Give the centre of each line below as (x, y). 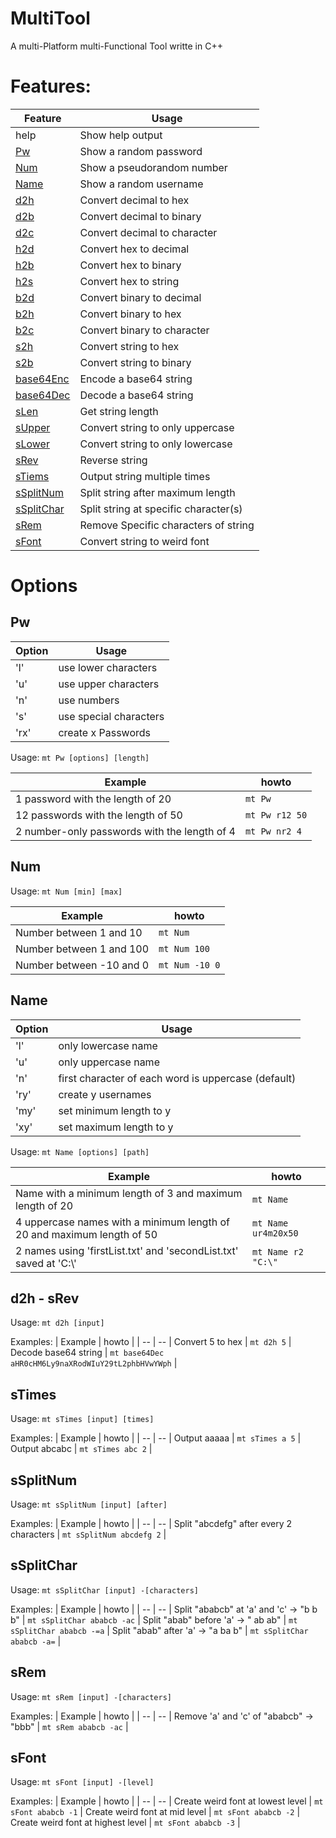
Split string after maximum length (157, 492)
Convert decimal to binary (140, 216)
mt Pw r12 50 (276, 815)
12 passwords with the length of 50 (99, 815)
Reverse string (113, 460)
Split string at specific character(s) (161, 509)
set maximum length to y (116, 1127)
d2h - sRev (45, 1298)
